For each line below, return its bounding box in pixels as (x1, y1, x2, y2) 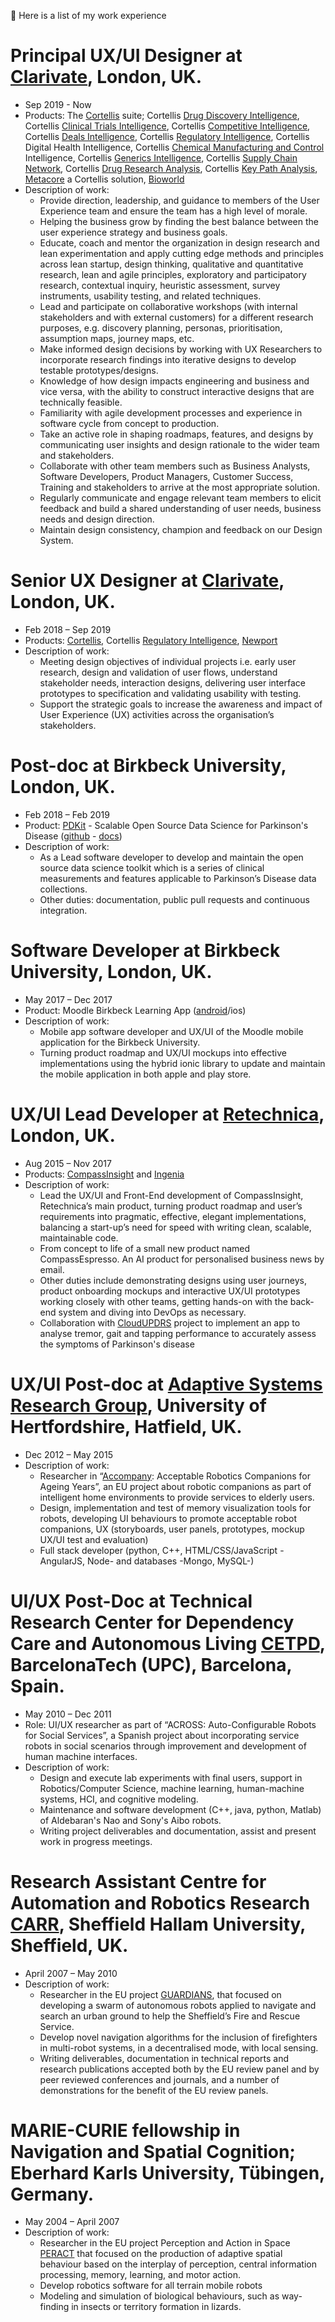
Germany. (10, 2183, 95, 2205)
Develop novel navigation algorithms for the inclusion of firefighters (39, 2031, 318, 2043)
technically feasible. (39, 396, 123, 408)
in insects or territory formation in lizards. (71, 2301, 242, 2313)
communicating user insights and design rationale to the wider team (39, 438, 320, 450)
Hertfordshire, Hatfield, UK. (10, 1415, 243, 1438)
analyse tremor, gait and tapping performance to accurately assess (39, 1327, 317, 1339)
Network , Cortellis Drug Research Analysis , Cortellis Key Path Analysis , (24, 162, 318, 174)
